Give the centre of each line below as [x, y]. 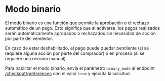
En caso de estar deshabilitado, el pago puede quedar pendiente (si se [77, 48]
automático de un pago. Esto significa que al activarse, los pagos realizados [82, 28]
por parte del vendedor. [29, 39]
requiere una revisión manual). [36, 58]
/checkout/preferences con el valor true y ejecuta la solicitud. [68, 73]
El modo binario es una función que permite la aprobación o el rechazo [77, 23]
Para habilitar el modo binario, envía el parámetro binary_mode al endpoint [80, 68]
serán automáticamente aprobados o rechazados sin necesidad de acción [81, 33]
